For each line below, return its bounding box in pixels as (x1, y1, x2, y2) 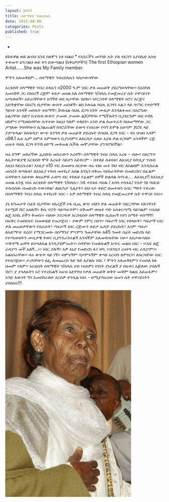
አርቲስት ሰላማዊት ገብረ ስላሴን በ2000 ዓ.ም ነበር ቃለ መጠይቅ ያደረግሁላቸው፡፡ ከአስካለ (5, 84, 150, 90)
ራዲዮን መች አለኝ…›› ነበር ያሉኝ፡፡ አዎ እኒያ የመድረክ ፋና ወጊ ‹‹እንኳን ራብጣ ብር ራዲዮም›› (5, 246, 157, 252)
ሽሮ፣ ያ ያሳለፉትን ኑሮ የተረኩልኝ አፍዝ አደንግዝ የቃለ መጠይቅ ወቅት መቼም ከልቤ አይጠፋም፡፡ (5, 269, 157, 275)
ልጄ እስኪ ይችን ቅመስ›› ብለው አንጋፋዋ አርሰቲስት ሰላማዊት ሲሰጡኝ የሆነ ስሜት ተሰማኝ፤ (5, 212, 154, 218)
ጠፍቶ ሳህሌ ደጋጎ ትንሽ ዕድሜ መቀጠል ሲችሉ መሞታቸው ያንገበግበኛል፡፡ (5, 141, 122, 147)
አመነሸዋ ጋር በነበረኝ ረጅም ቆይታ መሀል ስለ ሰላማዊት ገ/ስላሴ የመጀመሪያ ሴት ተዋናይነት (5, 90, 151, 96)
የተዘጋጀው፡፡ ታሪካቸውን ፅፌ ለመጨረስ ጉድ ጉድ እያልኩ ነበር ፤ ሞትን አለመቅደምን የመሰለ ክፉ (5, 257, 157, 263)
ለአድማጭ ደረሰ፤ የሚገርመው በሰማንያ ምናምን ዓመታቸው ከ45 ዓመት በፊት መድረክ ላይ (5, 229, 151, 235)
